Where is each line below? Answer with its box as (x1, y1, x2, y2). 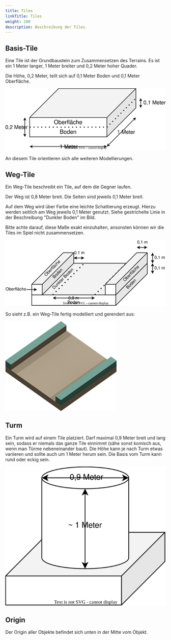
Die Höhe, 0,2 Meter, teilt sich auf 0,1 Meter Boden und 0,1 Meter (5, 73, 140, 79)
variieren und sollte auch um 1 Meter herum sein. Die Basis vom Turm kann (5, 451, 162, 457)
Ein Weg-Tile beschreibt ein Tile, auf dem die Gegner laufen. (5, 184, 132, 190)
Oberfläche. (5, 78, 31, 84)
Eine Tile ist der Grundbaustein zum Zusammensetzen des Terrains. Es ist (5, 58, 160, 64)
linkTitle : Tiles (5, 13, 42, 19)
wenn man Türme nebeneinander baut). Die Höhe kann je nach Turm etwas (5, 446, 163, 452)
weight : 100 (5, 19, 31, 24)
